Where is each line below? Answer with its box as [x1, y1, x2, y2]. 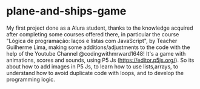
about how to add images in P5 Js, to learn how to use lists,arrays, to [6, 62, 179, 70]
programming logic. [6, 76, 56, 83]
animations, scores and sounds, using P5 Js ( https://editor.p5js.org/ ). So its [6, 56, 195, 64]
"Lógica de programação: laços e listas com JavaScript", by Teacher [6, 37, 178, 44]
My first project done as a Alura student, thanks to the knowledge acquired [6, 24, 193, 31]
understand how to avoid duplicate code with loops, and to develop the [6, 69, 184, 76]
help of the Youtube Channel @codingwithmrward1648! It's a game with [6, 50, 186, 57]
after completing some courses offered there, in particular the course [6, 30, 179, 38]
